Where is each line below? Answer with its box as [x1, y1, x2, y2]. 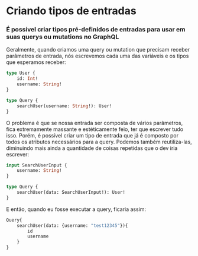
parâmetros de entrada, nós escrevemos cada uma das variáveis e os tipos [6, 52, 189, 60]
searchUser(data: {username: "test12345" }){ [17, 222, 128, 229]
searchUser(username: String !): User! [17, 103, 112, 109]
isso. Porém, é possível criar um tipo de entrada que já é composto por [6, 132, 179, 139]
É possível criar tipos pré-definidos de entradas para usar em [6, 25, 186, 34]
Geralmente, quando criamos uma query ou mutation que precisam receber [6, 46, 190, 53]
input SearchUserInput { [6, 162, 67, 168]
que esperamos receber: [6, 59, 66, 66]
